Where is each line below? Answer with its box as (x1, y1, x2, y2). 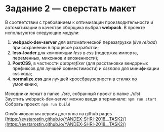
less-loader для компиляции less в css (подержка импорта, (12, 50, 138, 56)
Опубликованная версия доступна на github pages (5, 110, 112, 116)
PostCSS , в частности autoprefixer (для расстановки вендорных (12, 60, 148, 66)
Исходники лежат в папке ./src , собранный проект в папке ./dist (5, 91, 141, 97)
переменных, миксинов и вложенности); (12, 55, 99, 61)
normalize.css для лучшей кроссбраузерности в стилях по (12, 76, 137, 82)
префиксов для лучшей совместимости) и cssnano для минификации (12, 65, 160, 71)
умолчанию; (12, 81, 39, 87)
